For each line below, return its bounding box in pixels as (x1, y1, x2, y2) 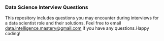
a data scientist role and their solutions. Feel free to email (5, 20, 122, 26)
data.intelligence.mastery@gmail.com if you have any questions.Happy (5, 25, 149, 31)
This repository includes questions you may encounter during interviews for (5, 15, 159, 21)
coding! (5, 31, 21, 37)
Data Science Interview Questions (5, 4, 89, 11)
